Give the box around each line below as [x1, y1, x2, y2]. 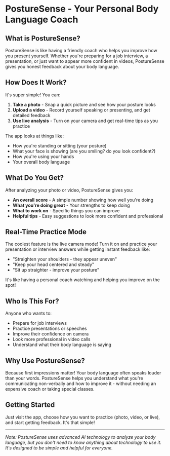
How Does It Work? [5, 78, 67, 87]
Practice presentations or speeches [12, 325, 87, 332]
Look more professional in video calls [12, 336, 91, 343]
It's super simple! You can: [5, 92, 61, 98]
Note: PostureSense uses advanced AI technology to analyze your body [5, 434, 156, 440]
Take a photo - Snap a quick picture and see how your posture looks [12, 101, 156, 107]
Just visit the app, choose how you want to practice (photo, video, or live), [5, 414, 160, 420]
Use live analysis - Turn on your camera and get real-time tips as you [12, 118, 158, 124]
